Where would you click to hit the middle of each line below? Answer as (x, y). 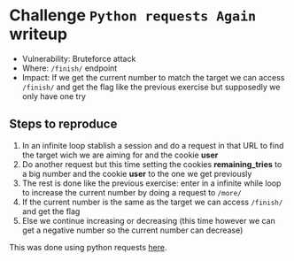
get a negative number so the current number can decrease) (132, 230)
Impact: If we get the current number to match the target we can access (153, 77)
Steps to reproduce (63, 124)
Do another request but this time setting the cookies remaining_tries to (152, 164)
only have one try (54, 96)
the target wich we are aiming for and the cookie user (120, 155)
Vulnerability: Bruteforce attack (79, 58)
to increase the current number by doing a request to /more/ (132, 192)
